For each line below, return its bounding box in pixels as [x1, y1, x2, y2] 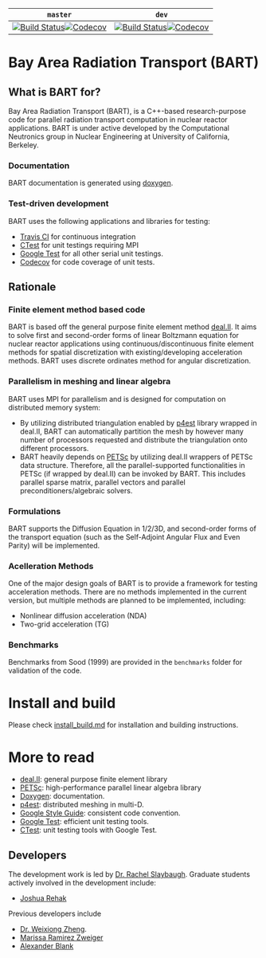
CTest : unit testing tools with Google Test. [19, 825, 158, 835]
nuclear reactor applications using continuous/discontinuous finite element [8, 339, 254, 349]
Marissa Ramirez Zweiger [19, 932, 104, 943]
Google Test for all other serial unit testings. [19, 249, 163, 258]
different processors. [19, 443, 89, 453]
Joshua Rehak [19, 893, 67, 903]
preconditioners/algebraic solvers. [19, 485, 133, 495]
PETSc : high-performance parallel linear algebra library [19, 783, 201, 792]
